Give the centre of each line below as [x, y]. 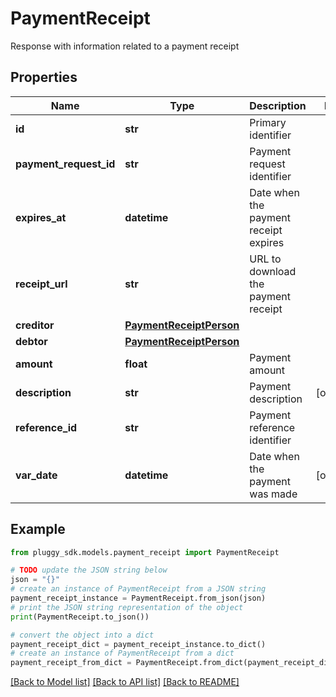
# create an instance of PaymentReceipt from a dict [122, 653]
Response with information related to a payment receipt [125, 46]
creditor [35, 325]
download [273, 271]
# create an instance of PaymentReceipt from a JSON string [138, 589]
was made [273, 494]
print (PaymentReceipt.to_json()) [80, 617]
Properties [44, 77]
